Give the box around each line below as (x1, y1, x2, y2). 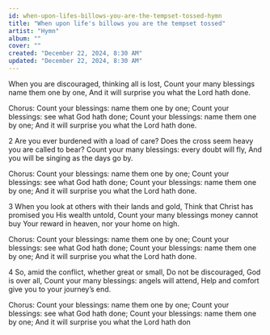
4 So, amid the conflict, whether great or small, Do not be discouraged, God (8, 267, 261, 277)
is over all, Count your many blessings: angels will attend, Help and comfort (8, 275, 260, 285)
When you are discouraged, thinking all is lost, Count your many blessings (8, 78, 255, 89)
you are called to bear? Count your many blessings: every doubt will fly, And (8, 144, 263, 154)
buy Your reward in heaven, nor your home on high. (8, 219, 180, 228)
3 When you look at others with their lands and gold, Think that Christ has (8, 201, 254, 211)
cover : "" (8, 42, 42, 50)
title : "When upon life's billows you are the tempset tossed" (8, 19, 226, 27)
